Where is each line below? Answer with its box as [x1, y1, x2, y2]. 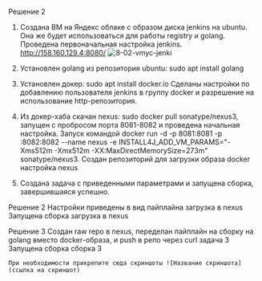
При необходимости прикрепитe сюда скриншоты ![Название [8, 259, 203, 267]
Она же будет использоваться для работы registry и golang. [19, 31, 226, 40]
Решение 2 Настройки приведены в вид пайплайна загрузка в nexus [8, 202, 243, 212]
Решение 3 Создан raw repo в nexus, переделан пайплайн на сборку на [8, 226, 254, 236]
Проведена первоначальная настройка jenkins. [19, 39, 183, 49]
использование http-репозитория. [19, 96, 138, 105]
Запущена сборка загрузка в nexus [8, 211, 129, 220]
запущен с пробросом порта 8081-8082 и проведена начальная [19, 120, 240, 129]
